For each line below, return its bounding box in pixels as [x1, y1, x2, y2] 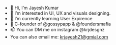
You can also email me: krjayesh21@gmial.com [10, 34, 108, 40]
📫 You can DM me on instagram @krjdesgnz [10, 27, 105, 32]
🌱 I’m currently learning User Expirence [10, 16, 93, 21]
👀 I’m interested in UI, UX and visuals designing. [10, 10, 111, 16]
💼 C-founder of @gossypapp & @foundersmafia [10, 21, 111, 27]
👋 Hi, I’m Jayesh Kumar [10, 5, 59, 11]
